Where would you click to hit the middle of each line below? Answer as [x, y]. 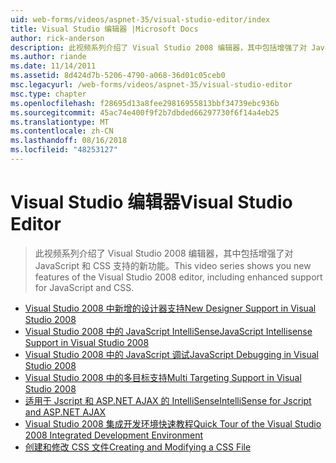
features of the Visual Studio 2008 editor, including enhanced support [178, 277]
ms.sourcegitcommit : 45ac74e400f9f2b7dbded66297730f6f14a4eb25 [145, 112]
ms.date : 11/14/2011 [53, 66]
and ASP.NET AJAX [65, 412]
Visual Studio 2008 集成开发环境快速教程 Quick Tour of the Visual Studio [173, 423]
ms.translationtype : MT [60, 122]
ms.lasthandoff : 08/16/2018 [69, 141]
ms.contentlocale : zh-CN [62, 131]
